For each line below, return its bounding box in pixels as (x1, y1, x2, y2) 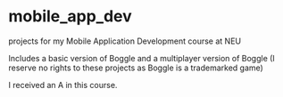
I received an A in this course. (8, 79, 118, 90)
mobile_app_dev (8, 6, 133, 27)
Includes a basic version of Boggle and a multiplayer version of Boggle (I (8, 53, 276, 63)
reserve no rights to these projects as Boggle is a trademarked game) (8, 62, 264, 73)
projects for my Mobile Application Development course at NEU (8, 36, 242, 46)
